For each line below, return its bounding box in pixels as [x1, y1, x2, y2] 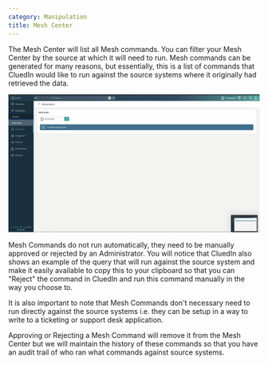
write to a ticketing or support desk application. [8, 315, 164, 324]
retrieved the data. [8, 78, 69, 88]
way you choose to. [8, 282, 73, 292]
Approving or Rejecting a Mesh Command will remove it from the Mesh [8, 330, 241, 339]
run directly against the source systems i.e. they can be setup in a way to [8, 306, 249, 315]
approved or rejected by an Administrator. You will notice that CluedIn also [8, 248, 253, 258]
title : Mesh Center [8, 21, 73, 30]
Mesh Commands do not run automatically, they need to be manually [8, 240, 235, 249]
